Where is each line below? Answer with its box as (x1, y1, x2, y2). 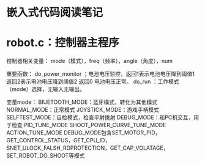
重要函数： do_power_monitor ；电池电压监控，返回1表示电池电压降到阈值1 (6, 70, 195, 78)
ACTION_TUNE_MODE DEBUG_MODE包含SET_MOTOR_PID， (6, 129, 161, 136)
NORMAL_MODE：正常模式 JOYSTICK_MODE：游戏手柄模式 (6, 106, 159, 114)
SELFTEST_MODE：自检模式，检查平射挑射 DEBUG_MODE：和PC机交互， (6, 114, 194, 121)
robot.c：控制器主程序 (6, 36, 119, 50)
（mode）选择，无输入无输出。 (6, 86, 86, 93)
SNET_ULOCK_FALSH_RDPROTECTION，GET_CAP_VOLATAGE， (6, 144, 169, 152)
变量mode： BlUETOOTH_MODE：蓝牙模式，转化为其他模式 (6, 98, 158, 106)
